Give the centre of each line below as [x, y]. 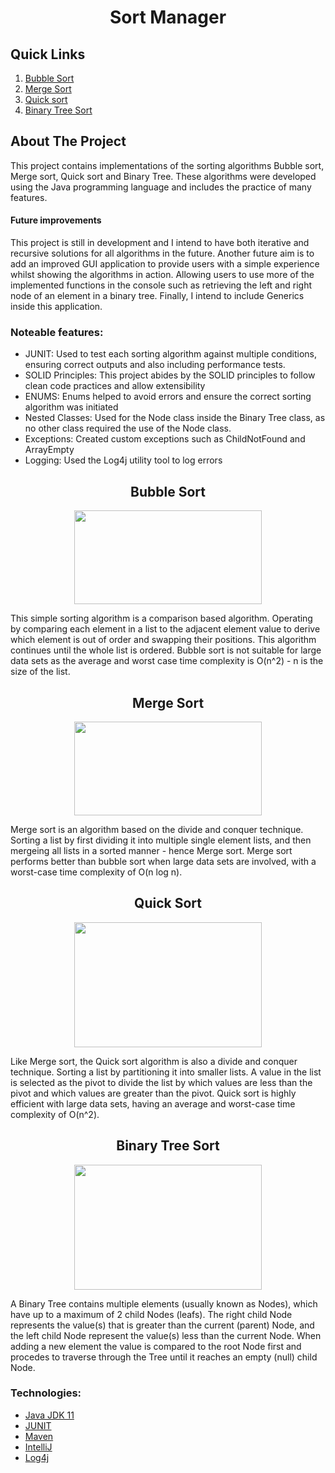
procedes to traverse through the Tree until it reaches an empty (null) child [164, 1357]
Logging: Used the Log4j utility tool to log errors [123, 460]
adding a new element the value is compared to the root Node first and [156, 1346]
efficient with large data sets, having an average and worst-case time [153, 1103]
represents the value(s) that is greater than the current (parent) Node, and [162, 1325]
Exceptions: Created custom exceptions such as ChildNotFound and [165, 439]
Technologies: [46, 1393]
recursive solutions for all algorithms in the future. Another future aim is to [162, 253]
